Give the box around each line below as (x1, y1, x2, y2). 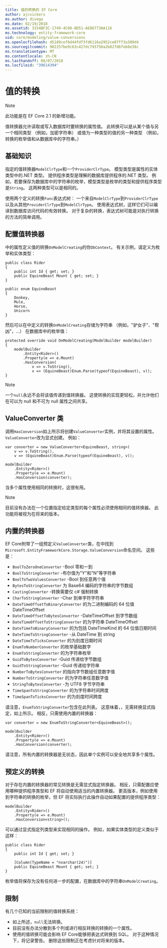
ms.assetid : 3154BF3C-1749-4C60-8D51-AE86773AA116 (5, 26, 112, 31)
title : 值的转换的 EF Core (5, 7, 57, 12)
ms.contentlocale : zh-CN (5, 53, 57, 59)
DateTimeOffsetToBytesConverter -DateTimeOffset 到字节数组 (12, 613, 138, 619)
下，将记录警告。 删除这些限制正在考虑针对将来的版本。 (12, 937, 127, 944)
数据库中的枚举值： (29, 328, 69, 334)
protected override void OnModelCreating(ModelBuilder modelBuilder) (5, 338, 153, 343)
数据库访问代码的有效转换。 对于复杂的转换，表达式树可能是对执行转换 (13, 208, 159, 214)
